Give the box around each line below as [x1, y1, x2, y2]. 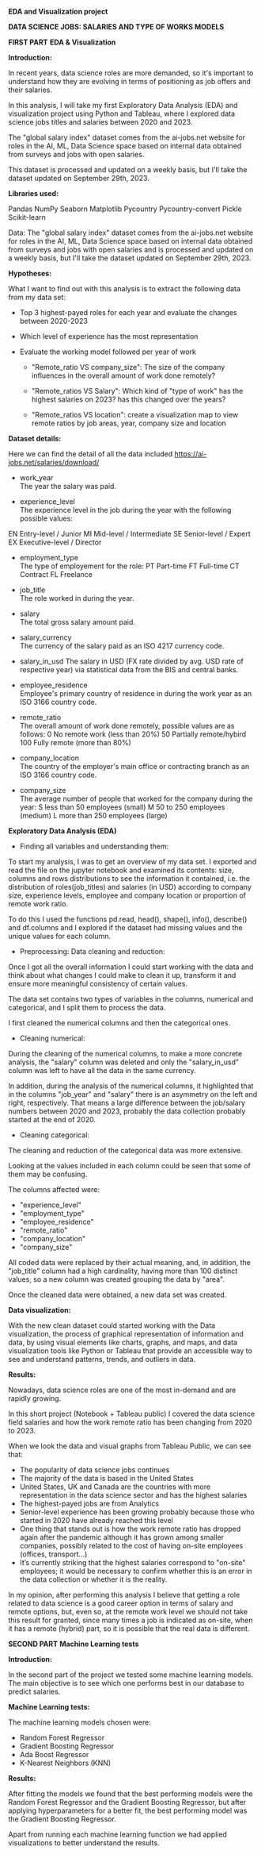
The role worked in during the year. [19, 594, 134, 602]
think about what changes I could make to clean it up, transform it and [8, 971, 237, 979]
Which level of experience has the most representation [19, 332, 199, 340]
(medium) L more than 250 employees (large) [19, 811, 168, 820]
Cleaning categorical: [19, 1130, 89, 1140]
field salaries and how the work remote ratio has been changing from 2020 [8, 1417, 252, 1427]
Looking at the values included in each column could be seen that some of [8, 1161, 251, 1170]
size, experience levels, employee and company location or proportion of [8, 890, 247, 900]
